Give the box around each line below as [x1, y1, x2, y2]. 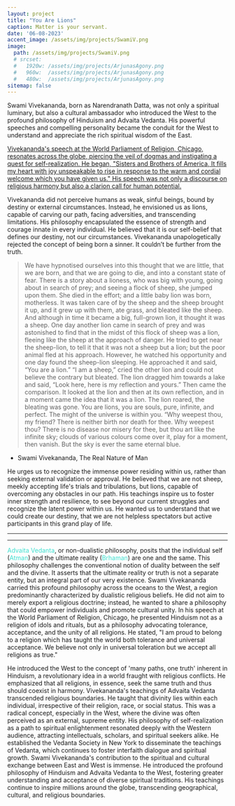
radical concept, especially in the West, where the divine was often [7, 709, 201, 718]
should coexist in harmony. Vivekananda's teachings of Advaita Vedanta [7, 687, 215, 695]
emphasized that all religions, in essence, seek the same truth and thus [7, 679, 212, 687]
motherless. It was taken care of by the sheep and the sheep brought [24, 299, 224, 307]
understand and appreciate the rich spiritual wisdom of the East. [7, 131, 192, 140]
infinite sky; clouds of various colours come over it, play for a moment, [24, 433, 228, 441]
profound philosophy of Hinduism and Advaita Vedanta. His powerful [7, 116, 206, 125]
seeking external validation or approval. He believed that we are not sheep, [7, 475, 223, 483]
